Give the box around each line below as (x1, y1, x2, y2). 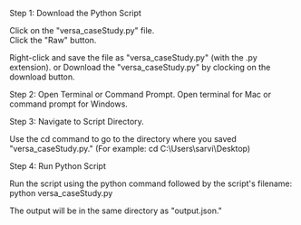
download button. (9, 71, 75, 82)
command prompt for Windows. (9, 98, 129, 109)
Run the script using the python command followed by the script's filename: (9, 178, 293, 189)
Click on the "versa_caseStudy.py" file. (9, 25, 155, 35)
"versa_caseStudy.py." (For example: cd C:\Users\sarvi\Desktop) (9, 144, 251, 154)
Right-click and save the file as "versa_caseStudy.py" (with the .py (9, 52, 258, 62)
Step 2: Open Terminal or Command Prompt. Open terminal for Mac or (9, 89, 272, 99)
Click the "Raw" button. (9, 35, 97, 45)
